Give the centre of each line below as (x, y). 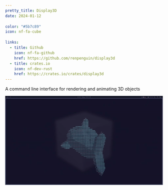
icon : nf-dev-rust (33, 69)
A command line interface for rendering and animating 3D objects (73, 89)
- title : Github (26, 48)
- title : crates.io (30, 63)
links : (12, 43)
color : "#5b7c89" (23, 27)
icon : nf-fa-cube (23, 32)
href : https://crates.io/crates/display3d (59, 74)
